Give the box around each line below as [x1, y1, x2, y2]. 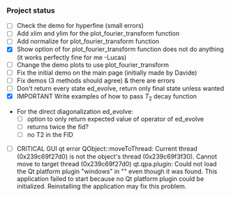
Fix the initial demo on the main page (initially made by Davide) [16, 68, 198, 77]
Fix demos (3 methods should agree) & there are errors [16, 76, 175, 85]
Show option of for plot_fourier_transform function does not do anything [16, 45, 224, 54]
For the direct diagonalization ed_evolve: [16, 107, 133, 115]
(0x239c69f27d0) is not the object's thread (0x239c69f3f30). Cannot [16, 152, 218, 161]
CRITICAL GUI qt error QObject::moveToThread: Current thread [16, 144, 198, 152]
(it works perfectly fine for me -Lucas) [16, 53, 127, 61]
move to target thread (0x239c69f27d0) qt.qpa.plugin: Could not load [16, 159, 217, 168]
